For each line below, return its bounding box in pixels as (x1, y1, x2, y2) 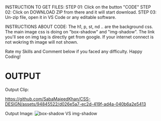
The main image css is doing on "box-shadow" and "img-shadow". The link (5, 29, 155, 34)
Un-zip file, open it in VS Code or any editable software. (5, 15, 117, 20)
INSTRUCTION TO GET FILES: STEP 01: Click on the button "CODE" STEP (5, 4, 151, 10)
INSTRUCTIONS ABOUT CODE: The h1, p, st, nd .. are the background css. (5, 24, 153, 30)
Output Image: (5, 110, 34, 116)
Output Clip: (5, 87, 29, 92)
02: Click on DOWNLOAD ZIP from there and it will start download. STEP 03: (5, 9, 157, 15)
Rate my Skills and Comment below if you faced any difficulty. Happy (5, 48, 143, 54)
